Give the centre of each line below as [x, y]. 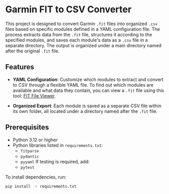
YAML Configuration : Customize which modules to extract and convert [88, 79]
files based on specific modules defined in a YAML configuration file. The [83, 29]
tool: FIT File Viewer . [34, 95]
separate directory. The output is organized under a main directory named [83, 45]
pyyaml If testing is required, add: [55, 161]
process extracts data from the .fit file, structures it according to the [79, 34]
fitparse [30, 151]
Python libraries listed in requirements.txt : [58, 145]
